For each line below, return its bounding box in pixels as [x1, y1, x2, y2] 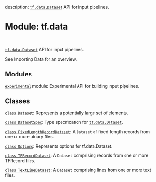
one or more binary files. [5, 134, 54, 139]
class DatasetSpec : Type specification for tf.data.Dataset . [5, 119, 123, 125]
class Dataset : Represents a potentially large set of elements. [5, 110, 128, 116]
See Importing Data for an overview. [5, 56, 77, 62]
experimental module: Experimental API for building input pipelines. [5, 83, 140, 89]
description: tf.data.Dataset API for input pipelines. [5, 4, 109, 10]
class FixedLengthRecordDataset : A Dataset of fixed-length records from [5, 128, 150, 135]
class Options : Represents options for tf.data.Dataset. [5, 143, 113, 149]
